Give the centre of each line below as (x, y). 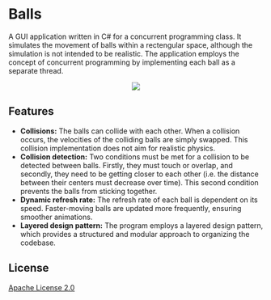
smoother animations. (56, 217)
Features (31, 111)
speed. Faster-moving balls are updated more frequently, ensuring (131, 208)
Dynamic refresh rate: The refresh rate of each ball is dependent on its (139, 200)
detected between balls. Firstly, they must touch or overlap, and (126, 165)
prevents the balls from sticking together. (89, 191)
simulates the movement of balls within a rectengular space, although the (131, 44)
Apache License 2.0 (42, 287)
